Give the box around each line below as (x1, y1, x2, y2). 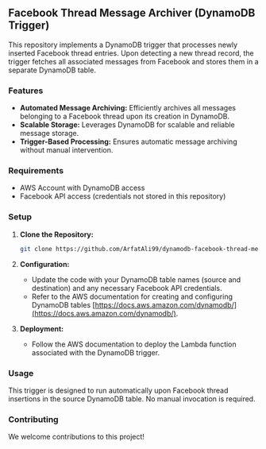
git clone (19, 245, 53, 253)
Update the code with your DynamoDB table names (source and (31, 274, 241, 284)
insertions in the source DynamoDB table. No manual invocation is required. (8, 393, 256, 404)
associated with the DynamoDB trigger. (31, 347, 160, 357)
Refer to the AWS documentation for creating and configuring (31, 292, 233, 301)
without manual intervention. (19, 145, 114, 155)
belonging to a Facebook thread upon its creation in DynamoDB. (19, 111, 230, 122)
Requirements (8, 165, 64, 176)
